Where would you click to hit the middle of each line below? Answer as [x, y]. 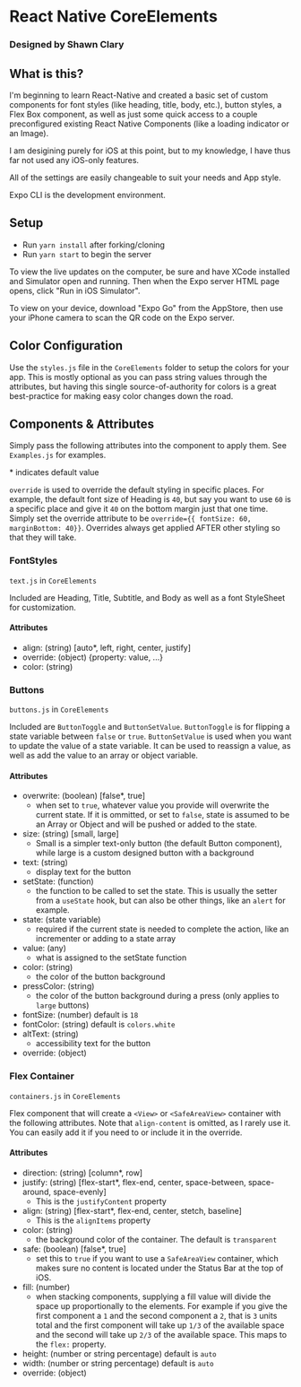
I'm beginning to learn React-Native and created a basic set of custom [139, 95]
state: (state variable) [61, 920]
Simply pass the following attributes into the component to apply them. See [148, 446]
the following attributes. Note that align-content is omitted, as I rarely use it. [150, 1123]
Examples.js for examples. [58, 455]
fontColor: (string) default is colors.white [99, 1025]
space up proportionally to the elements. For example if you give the [162, 1305]
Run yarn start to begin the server [87, 254]
